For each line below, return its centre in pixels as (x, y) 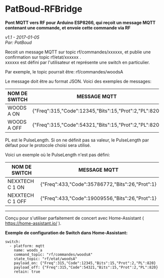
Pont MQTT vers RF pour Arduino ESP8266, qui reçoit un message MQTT (80, 23)
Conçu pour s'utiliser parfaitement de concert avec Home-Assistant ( (74, 218)
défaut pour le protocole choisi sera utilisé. (48, 145)
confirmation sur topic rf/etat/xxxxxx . (43, 57)
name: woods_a (28, 250)
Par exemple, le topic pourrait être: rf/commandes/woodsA (64, 71)
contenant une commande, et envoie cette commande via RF (68, 27)
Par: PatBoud (19, 42)
